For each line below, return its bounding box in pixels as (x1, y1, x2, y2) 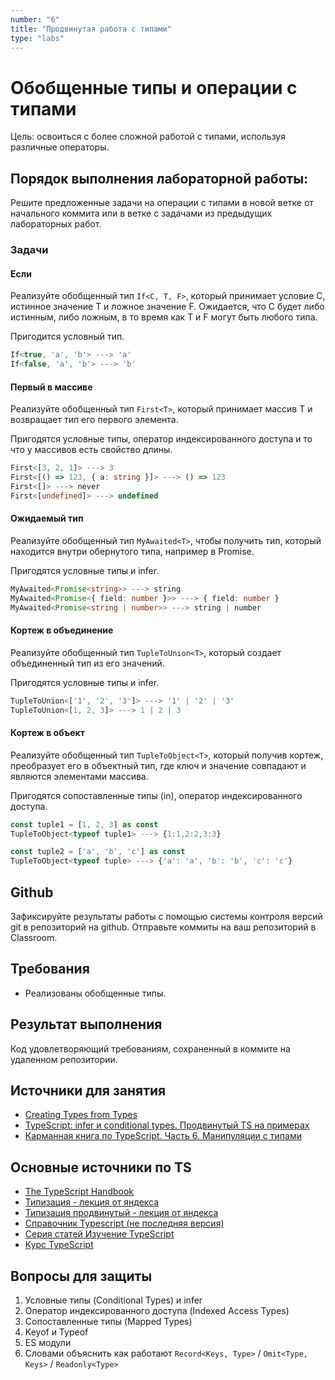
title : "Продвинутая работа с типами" (10, 24, 172, 34)
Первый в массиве (10, 381, 93, 393)
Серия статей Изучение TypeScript (24, 1228, 175, 1240)
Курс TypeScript (24, 1239, 94, 1251)
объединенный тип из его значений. (10, 657, 165, 669)
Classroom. (10, 932, 58, 943)
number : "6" (10, 14, 60, 25)
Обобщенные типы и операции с (10, 76, 298, 99)
